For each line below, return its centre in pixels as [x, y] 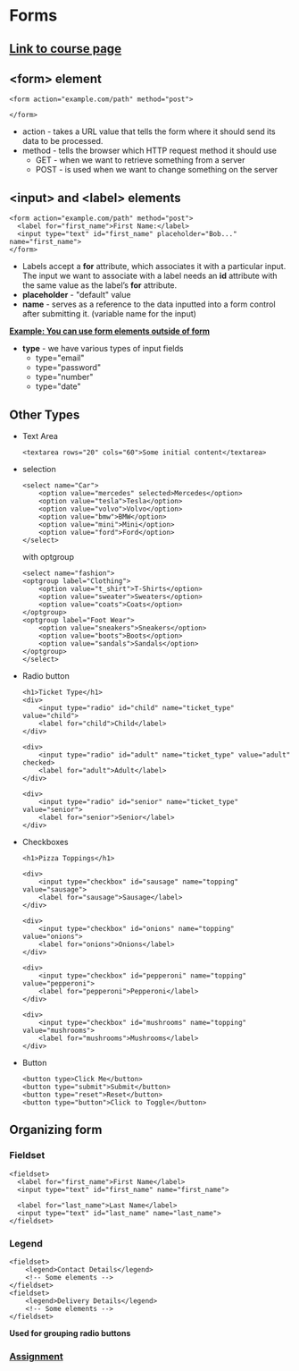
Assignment [37, 1356]
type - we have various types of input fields [103, 349]
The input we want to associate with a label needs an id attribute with [150, 276]
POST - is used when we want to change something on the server [157, 170]
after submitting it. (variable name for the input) [109, 314]
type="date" [58, 386]
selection [39, 470]
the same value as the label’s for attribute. [100, 285]
